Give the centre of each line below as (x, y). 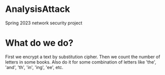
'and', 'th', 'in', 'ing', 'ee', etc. (34, 67)
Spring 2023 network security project (44, 23)
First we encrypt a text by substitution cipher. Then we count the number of (83, 57)
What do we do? (39, 43)
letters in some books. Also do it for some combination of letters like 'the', (81, 62)
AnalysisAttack (38, 9)
